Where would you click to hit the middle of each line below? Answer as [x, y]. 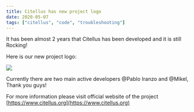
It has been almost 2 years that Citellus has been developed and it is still [94, 39]
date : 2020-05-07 [27, 17]
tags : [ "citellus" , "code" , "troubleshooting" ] [66, 22]
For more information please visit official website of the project [82, 97]
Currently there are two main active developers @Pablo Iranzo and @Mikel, [97, 79]
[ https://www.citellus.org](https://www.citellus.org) [68, 103]
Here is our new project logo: [41, 57]
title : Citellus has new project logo [54, 11]
